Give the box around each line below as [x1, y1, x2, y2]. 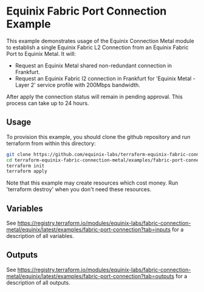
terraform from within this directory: [6, 140, 96, 147]
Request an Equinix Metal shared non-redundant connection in [15, 62, 172, 69]
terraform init [6, 163, 45, 169]
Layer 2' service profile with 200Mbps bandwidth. [15, 81, 141, 89]
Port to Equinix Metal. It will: [6, 50, 76, 57]
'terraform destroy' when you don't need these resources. [6, 186, 152, 193]
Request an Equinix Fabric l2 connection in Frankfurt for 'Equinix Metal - [15, 75, 195, 82]
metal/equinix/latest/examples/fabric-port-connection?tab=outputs [6, 272, 175, 280]
